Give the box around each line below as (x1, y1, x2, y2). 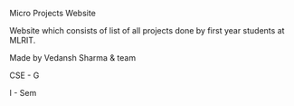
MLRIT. (9, 35, 36, 45)
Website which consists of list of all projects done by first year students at (9, 25, 285, 35)
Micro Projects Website (9, 8, 97, 18)
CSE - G (9, 70, 40, 81)
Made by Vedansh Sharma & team (9, 53, 137, 63)
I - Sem (9, 88, 37, 98)
